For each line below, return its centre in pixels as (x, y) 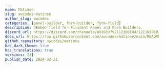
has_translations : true (29, 50)
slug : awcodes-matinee (28, 14)
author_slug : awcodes (27, 18)
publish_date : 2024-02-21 (31, 59)
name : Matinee (20, 9)
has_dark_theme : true (27, 46)
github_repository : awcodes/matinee (42, 41)
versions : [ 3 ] (20, 55)
